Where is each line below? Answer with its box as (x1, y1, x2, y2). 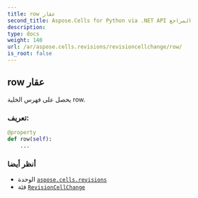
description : (7, 23, 46, 31)
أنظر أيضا (7, 159, 36, 169)
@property (7, 128, 37, 136)
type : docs (7, 30, 40, 38)
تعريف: (7, 113, 30, 123)
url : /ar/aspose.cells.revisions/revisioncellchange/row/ (7, 43, 182, 50)
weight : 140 (7, 37, 43, 44)
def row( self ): (7, 136, 53, 143)
